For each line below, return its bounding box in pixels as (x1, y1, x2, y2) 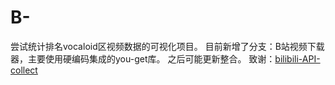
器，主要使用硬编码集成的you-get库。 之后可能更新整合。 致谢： (10, 52, 276, 65)
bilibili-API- (274, 52, 321, 65)
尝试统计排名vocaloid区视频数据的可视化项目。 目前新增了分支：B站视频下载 (10, 40, 325, 52)
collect (10, 64, 38, 76)
